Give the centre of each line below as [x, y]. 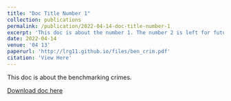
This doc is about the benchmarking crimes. [69, 77]
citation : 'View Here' [40, 58]
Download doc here [35, 90]
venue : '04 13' [29, 45]
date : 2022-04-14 [32, 39]
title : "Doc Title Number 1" [49, 13]
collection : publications [44, 20]
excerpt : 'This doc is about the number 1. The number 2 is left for [109, 32]
